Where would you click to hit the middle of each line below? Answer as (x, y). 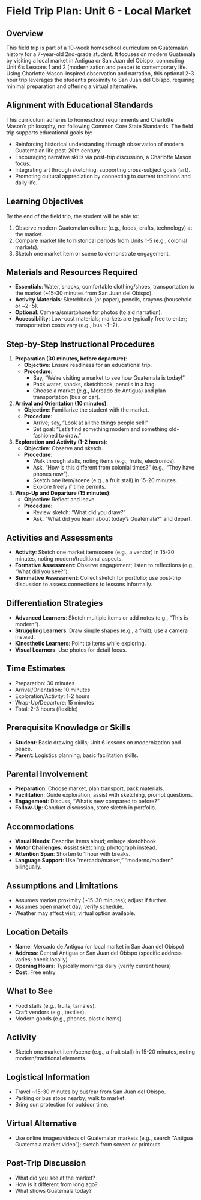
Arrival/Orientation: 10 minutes (52, 690)
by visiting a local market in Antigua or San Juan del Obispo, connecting (95, 61)
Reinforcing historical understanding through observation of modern (99, 144)
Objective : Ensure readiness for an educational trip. (88, 365)
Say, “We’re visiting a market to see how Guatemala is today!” (109, 378)
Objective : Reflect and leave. (60, 500)
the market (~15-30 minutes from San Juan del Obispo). (84, 293)
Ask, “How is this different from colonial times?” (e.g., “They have (114, 468)
